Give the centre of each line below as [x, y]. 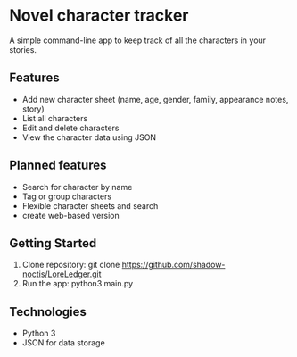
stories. [23, 49]
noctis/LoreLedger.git [62, 274]
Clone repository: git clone [71, 265]
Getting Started [53, 243]
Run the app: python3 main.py [78, 284]
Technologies [48, 312]
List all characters [55, 118]
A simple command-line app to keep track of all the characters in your [137, 40]
